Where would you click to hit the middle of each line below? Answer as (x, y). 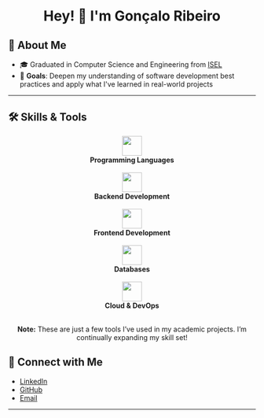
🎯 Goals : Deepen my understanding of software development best (127, 76)
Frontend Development (132, 232)
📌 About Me (37, 45)
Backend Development (132, 196)
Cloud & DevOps (132, 305)
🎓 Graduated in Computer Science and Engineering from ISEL (121, 65)
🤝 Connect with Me (56, 363)
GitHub (31, 390)
